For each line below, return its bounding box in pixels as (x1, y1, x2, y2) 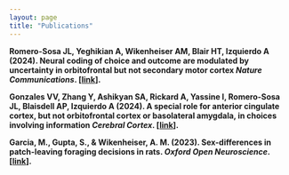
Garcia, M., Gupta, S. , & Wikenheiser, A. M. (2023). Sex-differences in (9, 137, 271, 147)
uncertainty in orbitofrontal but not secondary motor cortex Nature (9, 64, 262, 76)
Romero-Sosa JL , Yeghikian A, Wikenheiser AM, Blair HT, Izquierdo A (9, 45, 269, 56)
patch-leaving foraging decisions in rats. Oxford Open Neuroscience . (9, 146, 270, 156)
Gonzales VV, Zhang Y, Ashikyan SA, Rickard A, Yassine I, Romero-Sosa (9, 91, 280, 102)
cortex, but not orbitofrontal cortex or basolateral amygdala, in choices (9, 110, 277, 121)
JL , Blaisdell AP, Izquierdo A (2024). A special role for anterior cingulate (9, 100, 280, 111)
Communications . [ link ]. (9, 74, 101, 84)
